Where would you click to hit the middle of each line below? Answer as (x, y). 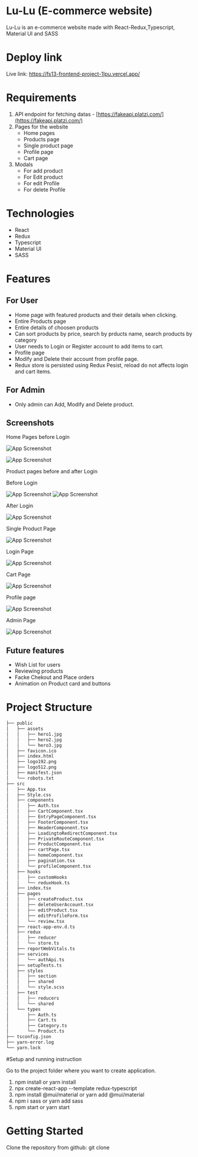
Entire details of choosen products (56, 327)
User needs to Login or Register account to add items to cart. (89, 346)
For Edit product (43, 177)
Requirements (41, 98)
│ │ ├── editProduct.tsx (42, 910)
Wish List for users (38, 665)
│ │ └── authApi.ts (35, 959)
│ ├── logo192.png (32, 762)
